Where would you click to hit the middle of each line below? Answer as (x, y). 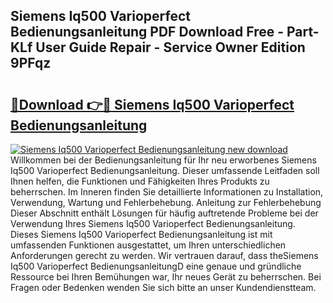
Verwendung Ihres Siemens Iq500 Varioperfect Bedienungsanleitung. (153, 223)
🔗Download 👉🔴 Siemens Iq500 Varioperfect (152, 104)
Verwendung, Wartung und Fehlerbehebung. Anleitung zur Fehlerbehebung (166, 202)
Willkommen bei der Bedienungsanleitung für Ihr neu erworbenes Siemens (163, 160)
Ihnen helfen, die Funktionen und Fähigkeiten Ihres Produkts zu (140, 181)
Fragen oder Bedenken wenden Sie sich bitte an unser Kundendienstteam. (163, 287)
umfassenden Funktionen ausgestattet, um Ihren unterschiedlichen (148, 245)
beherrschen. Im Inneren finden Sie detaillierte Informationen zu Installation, (167, 192)
